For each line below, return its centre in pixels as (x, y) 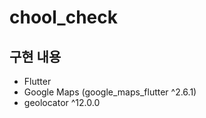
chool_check (63, 17)
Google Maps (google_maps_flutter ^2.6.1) (110, 92)
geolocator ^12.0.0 (62, 102)
